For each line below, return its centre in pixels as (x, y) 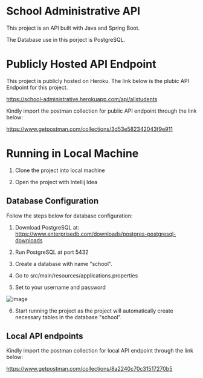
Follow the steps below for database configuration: (69, 216)
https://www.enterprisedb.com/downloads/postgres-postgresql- (95, 234)
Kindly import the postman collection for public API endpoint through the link (101, 111)
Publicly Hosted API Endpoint (81, 64)
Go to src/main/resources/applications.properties (76, 275)
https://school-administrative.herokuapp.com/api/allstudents (82, 99)
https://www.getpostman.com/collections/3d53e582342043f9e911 (90, 129)
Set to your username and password (60, 287)
